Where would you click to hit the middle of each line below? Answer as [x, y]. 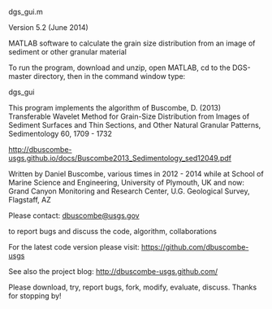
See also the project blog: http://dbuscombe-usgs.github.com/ [113, 271]
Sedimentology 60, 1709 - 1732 [60, 134]
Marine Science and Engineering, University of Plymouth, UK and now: [127, 183]
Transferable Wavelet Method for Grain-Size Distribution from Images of [129, 116]
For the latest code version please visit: [74, 247]
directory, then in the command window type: [110, 76]
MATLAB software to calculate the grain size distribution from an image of [132, 43]
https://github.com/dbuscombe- [195, 247]
